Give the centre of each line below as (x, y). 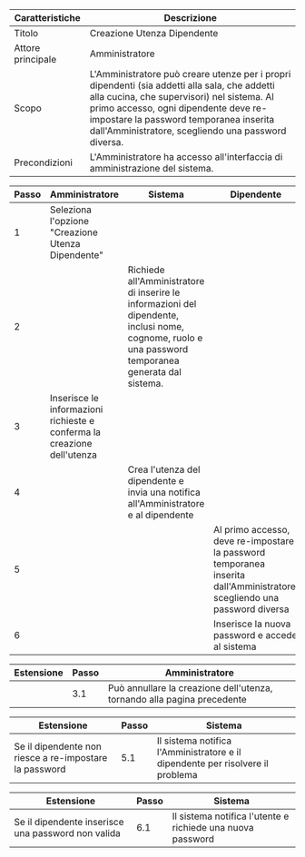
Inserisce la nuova (252, 624)
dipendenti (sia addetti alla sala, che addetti (182, 85)
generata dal (154, 372)
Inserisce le (74, 398)
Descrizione (191, 18)
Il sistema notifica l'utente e (231, 816)
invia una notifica (164, 492)
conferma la (75, 432)
